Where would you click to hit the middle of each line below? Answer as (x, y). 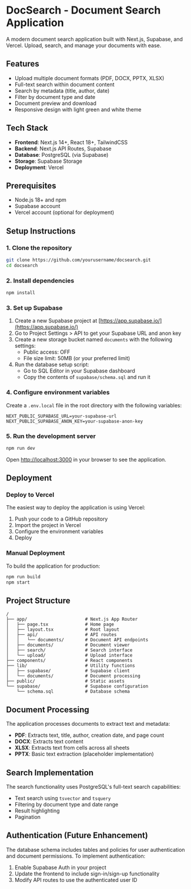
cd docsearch (22, 265)
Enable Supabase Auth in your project (61, 867)
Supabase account (37, 206)
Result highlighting (37, 811)
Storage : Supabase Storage (48, 161)
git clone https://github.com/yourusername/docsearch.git (78, 260)
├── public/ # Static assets (66, 681)
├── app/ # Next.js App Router (72, 620)
